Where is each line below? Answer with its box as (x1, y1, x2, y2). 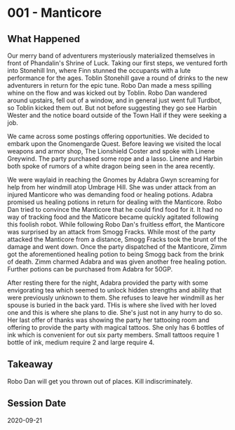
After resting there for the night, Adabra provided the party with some (7, 278, 208, 287)
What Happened (7, 33, 81, 45)
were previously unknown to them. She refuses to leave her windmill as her (7, 293, 224, 302)
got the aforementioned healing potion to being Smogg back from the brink (7, 250, 224, 258)
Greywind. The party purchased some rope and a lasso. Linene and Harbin (7, 154, 223, 163)
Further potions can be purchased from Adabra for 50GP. (7, 265, 173, 273)
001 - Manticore (7, 5, 102, 21)
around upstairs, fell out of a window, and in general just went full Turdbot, (7, 96, 222, 105)
